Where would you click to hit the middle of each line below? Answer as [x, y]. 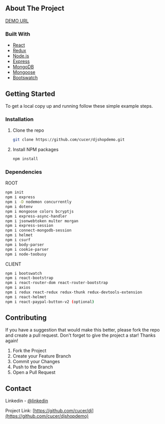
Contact [18, 388]
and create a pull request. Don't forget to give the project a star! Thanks [80, 335]
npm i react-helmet [26, 297]
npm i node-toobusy [26, 254]
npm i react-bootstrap [29, 278]
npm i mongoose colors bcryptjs [39, 211]
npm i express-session [29, 226]
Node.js [21, 56]
